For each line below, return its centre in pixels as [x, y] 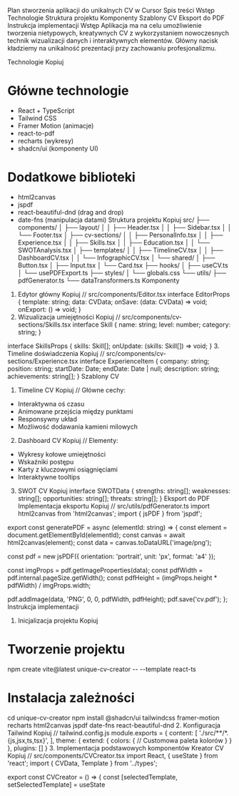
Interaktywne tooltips [49, 476]
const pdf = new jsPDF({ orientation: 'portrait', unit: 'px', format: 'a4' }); [112, 556]
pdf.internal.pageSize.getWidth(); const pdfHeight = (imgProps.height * [112, 578]
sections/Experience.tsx [43, 361]
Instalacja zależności [71, 698]
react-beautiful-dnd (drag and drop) [71, 212]
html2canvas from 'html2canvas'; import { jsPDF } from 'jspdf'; [110, 514]
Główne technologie [68, 91]
